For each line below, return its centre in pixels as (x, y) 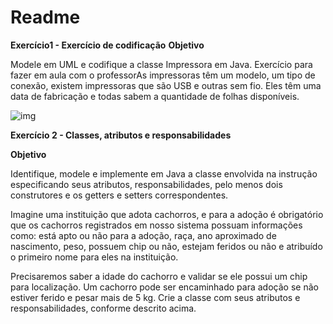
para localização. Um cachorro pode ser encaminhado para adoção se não (164, 287)
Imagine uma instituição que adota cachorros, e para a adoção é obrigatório (167, 214)
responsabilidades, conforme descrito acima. (103, 308)
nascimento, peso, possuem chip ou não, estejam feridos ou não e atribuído (166, 246)
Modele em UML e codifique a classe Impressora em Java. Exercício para (161, 64)
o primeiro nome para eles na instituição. (94, 257)
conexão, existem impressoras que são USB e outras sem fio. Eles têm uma (166, 85)
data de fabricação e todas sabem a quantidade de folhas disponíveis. (155, 96)
